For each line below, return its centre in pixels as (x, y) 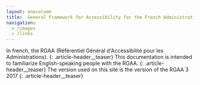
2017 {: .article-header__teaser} (45, 76)
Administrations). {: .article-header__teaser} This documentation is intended (99, 57)
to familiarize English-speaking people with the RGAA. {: (75, 64)
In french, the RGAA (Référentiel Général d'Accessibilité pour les (85, 51)
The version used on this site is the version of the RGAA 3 (118, 70)
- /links (22, 34)
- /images (24, 28)
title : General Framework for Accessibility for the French (84, 17)
